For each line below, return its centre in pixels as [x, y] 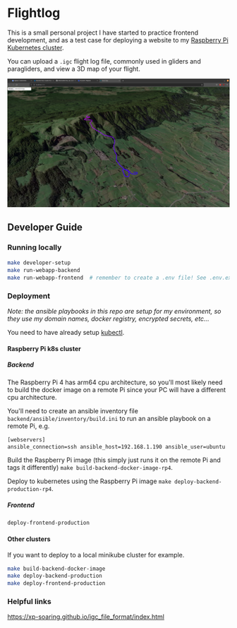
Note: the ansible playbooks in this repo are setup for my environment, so [114, 311]
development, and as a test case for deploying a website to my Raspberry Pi [118, 40]
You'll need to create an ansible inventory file [73, 411]
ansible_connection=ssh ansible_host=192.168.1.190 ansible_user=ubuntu [116, 447]
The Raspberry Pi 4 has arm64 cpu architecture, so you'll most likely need [115, 382]
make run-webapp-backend [44, 270]
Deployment [29, 296]
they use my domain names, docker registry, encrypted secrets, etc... [108, 319]
